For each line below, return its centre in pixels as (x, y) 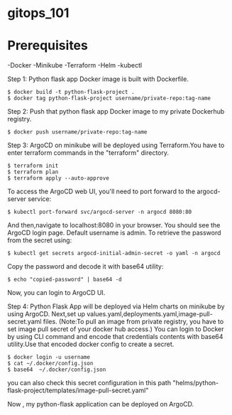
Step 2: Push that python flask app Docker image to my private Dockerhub (116, 112)
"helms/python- (196, 383)
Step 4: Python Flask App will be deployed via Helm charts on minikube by (116, 306)
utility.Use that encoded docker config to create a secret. (91, 344)
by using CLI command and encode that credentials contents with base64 (115, 337)
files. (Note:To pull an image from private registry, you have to (133, 322)
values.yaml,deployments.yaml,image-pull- (149, 314)
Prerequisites (48, 46)
